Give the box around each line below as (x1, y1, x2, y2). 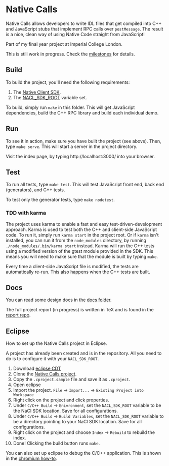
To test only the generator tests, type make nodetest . (6, 197, 115, 203)
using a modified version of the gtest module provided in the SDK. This (6, 248, 153, 254)
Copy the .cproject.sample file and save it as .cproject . (13, 376, 131, 383)
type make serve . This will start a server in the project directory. (6, 143, 138, 150)
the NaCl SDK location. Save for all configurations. (13, 408, 118, 414)
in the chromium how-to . (6, 455, 57, 461)
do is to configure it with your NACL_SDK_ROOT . (6, 356, 99, 362)
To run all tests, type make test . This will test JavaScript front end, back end (6, 182, 164, 188)
